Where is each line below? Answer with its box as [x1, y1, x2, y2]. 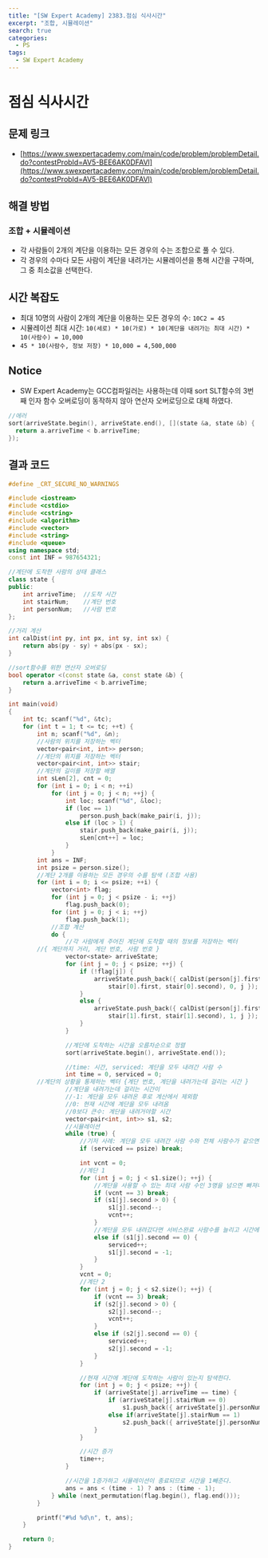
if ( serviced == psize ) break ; [79, 1145, 183, 1153]
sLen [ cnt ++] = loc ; [79, 834, 145, 842]
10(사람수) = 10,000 [19, 334, 84, 342]
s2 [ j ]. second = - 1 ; [108, 1344, 173, 1353]
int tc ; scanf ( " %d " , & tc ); [22, 715, 112, 723]
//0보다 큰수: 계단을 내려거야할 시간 [65, 1107, 171, 1116]
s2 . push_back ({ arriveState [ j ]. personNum [122, 1418, 262, 1426]
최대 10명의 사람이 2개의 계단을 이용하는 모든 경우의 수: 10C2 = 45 [19, 313, 226, 323]
